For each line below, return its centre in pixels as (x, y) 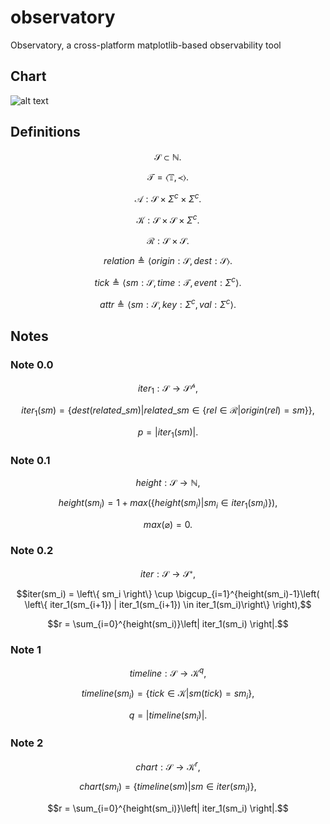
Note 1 (26, 649)
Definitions (45, 132)
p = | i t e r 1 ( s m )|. (168, 433)
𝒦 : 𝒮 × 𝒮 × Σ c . (168, 219)
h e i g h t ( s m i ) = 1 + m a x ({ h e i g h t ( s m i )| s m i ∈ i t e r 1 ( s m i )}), (168, 504)
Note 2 (27, 743)
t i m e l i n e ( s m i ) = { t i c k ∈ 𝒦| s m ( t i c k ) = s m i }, (168, 694)
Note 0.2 (32, 550)
